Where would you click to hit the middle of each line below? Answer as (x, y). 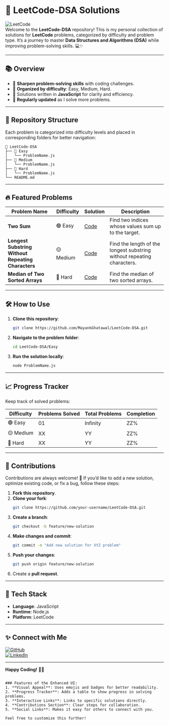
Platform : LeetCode (33, 617)
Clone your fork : (30, 498)
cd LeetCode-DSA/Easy (35, 347)
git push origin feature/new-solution (53, 564)
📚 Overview (25, 69)
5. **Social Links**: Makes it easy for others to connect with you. (80, 709)
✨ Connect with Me (36, 638)
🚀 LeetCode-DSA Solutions (63, 10)
